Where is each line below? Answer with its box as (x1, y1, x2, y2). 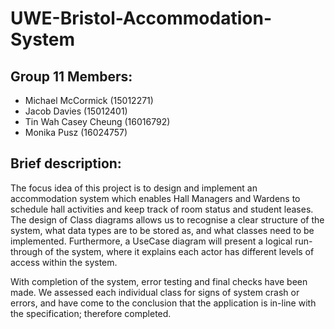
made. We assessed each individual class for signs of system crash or (10, 286, 300, 298)
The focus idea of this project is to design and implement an (10, 182, 258, 194)
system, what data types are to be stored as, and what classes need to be (10, 224, 315, 236)
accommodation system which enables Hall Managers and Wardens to (10, 192, 301, 204)
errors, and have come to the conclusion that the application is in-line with (10, 297, 317, 309)
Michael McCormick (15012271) (24, 95, 154, 106)
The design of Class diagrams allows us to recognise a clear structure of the (10, 213, 325, 226)
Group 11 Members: (10, 68, 133, 85)
